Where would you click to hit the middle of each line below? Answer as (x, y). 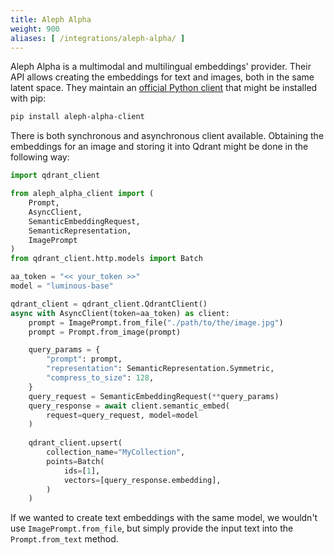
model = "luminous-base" (62, 286)
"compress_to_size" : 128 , (100, 378)
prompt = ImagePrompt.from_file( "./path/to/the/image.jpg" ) (156, 322)
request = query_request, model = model (122, 415)
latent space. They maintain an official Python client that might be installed (164, 88)
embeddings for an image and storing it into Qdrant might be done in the (159, 147)
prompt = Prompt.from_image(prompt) (105, 332)
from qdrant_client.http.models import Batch (106, 259)
